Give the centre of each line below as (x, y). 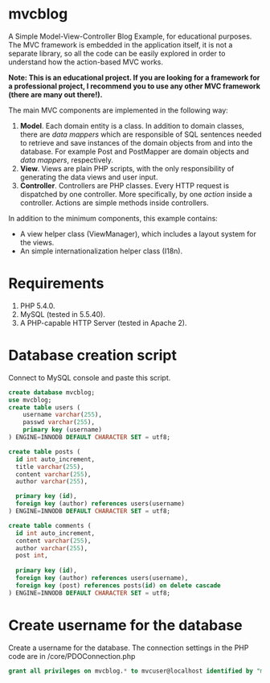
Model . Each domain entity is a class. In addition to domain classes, (132, 125)
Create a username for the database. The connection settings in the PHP (129, 648)
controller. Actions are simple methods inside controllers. (114, 203)
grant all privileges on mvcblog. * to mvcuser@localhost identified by (131, 671)
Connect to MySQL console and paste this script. (90, 377)
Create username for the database (125, 625)
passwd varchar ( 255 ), (59, 422)
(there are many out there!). (55, 94)
